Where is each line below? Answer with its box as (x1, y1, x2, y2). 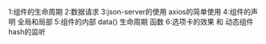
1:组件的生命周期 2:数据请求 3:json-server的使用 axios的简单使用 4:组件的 (8, 7, 252, 16)
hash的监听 (8, 27, 46, 36)
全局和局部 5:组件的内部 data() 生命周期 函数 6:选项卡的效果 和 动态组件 (17, 17, 254, 26)
